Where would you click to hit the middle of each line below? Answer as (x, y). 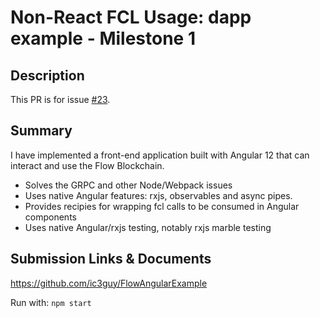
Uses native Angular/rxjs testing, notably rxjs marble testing (148, 227)
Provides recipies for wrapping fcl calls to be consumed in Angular (162, 206)
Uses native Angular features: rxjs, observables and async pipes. (158, 195)
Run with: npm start (51, 302)
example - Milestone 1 (103, 38)
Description (47, 75)
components (50, 217)
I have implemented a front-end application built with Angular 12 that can (160, 155)
